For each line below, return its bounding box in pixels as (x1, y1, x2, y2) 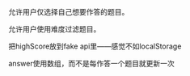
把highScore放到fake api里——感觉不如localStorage (8, 41, 182, 51)
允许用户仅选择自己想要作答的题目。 (8, 7, 129, 16)
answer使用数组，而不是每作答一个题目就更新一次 (8, 59, 175, 68)
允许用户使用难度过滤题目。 (8, 24, 101, 34)
